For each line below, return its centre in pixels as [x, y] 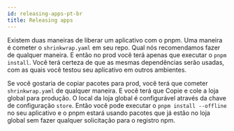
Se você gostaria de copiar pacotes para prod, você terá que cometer [108, 83]
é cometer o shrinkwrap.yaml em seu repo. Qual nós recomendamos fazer [114, 47]
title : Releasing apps [40, 20]
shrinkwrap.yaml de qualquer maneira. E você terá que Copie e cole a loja [113, 91]
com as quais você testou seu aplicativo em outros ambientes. [97, 70]
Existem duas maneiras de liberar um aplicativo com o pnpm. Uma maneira [115, 40]
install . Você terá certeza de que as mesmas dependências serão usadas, [116, 62]
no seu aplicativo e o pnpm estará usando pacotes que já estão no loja [109, 113]
